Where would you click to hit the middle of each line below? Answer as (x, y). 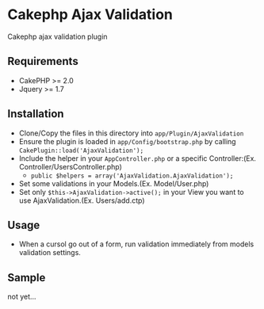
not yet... (22, 297)
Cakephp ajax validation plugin (57, 36)
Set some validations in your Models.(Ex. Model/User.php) (114, 183)
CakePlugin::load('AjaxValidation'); (81, 151)
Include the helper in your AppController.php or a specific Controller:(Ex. (138, 158)
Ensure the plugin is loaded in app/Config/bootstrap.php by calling (127, 141)
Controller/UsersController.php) (70, 166)
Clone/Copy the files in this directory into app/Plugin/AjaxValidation (131, 133)
